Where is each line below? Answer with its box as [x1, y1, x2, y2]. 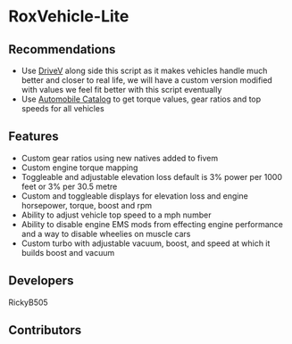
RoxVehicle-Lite [8, 6, 129, 27]
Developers [8, 274, 74, 289]
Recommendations [8, 42, 116, 57]
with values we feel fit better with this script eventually [21, 85, 222, 94]
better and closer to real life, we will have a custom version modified [21, 75, 273, 86]
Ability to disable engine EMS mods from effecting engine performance [21, 218, 283, 229]
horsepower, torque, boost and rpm [21, 200, 153, 210]
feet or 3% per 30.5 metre [21, 181, 118, 192]
